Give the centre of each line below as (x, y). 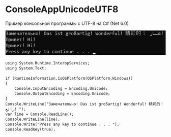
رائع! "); (16, 109)
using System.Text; (26, 68)
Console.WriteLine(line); (33, 119)
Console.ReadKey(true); (31, 129)
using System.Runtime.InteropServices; (48, 63)
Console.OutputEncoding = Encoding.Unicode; (62, 93)
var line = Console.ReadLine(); (39, 114)
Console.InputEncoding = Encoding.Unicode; (61, 88)
